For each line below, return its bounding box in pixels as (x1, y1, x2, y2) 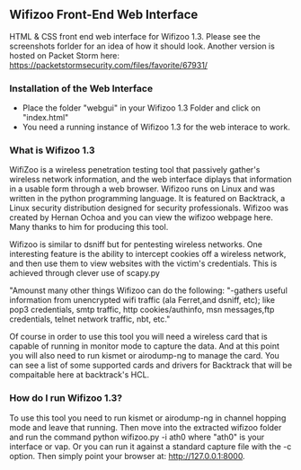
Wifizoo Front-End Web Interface (9, 7, 199, 22)
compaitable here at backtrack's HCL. (9, 369, 150, 380)
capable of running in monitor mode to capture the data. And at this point (9, 341, 280, 351)
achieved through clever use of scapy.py (9, 268, 160, 279)
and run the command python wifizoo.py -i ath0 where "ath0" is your (9, 431, 265, 442)
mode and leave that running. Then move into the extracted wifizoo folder (9, 421, 282, 432)
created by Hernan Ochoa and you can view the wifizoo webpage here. (9, 212, 274, 223)
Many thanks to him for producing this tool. (9, 222, 169, 233)
